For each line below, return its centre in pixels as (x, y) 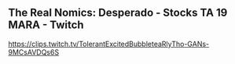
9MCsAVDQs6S (34, 52)
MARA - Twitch (46, 25)
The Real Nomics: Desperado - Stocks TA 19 (118, 13)
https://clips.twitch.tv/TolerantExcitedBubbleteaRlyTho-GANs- (109, 44)
